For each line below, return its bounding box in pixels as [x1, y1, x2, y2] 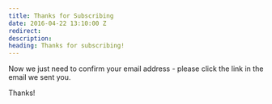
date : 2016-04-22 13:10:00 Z [8, 19, 107, 27]
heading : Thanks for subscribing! [8, 42, 125, 50]
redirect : [8, 27, 42, 35]
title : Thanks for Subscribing [8, 11, 114, 20]
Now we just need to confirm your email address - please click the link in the [8, 64, 264, 73]
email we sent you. [8, 73, 71, 82]
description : [8, 34, 53, 43]
